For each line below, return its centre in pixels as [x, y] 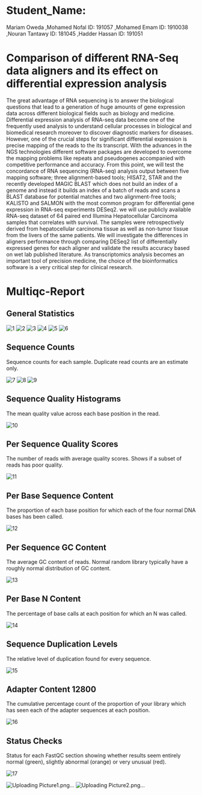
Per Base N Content [44, 599]
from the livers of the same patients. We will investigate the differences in [97, 235]
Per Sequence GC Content [56, 547]
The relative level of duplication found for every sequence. [79, 659]
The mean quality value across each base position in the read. [83, 413]
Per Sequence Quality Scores [62, 444]
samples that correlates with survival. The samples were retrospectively [95, 222]
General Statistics [41, 314]
